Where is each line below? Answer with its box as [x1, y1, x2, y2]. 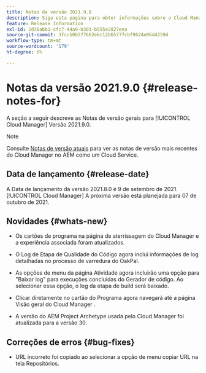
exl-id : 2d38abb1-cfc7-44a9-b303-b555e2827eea [6, 26, 128, 33]
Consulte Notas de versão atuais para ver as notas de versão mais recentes [6, 144, 198, 152]
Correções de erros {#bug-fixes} [6, 337, 135, 347]
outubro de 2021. [6, 198, 50, 206]
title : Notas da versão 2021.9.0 [6, 9, 92, 15]
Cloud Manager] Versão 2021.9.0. [6, 120, 91, 128]
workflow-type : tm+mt [6, 37, 62, 44]
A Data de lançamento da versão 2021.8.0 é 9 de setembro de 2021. [6, 185, 178, 192]
